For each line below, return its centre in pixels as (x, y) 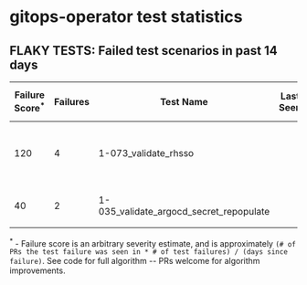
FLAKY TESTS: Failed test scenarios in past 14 (143, 51)
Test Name (184, 102)
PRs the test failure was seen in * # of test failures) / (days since (148, 252)
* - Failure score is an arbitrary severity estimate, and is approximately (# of (153, 242)
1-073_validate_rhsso (146, 153)
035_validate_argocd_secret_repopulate (184, 212)
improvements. (37, 270)
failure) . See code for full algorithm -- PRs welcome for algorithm (135, 261)
